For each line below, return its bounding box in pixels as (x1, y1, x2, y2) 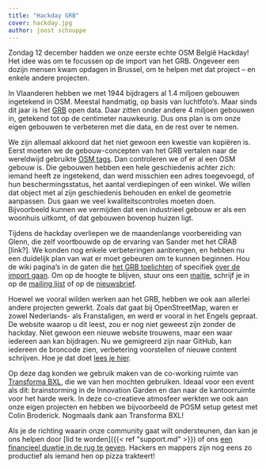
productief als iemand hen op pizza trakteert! (8, 451, 156, 461)
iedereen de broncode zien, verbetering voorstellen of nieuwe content (8, 345, 237, 355)
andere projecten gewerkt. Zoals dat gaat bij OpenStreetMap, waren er (8, 302, 239, 313)
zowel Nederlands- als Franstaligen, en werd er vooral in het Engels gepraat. (8, 311, 258, 321)
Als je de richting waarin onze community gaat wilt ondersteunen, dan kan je (8, 426, 258, 436)
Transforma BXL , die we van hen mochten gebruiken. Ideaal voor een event (8, 377, 255, 386)
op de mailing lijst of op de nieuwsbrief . (8, 279, 137, 289)
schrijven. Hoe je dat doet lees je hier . (8, 353, 131, 363)
